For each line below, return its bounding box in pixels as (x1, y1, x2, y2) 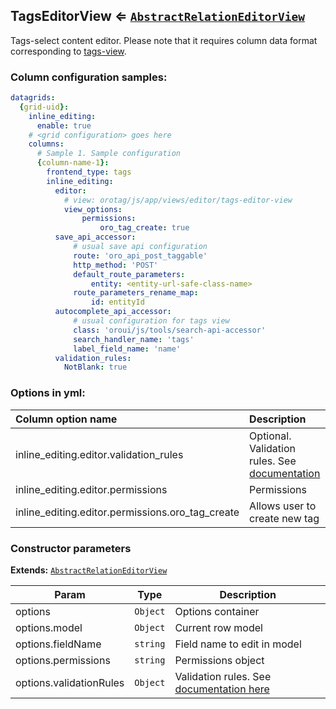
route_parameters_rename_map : (73, 288, 199, 298)
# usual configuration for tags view (73, 316, 230, 326)
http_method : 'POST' (73, 260, 159, 270)
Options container (174, 604, 260, 618)
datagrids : (10, 93, 56, 103)
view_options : (63, 204, 123, 214)
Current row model (174, 620, 263, 634)
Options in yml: (10, 386, 86, 400)
